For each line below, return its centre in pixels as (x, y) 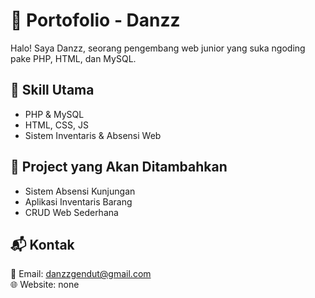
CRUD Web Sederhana (71, 212)
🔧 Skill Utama (52, 90)
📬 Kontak (42, 244)
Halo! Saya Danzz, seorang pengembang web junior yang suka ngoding (158, 48)
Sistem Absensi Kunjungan (80, 191)
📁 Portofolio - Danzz (95, 20)
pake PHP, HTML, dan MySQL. (73, 58)
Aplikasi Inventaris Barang (78, 201)
